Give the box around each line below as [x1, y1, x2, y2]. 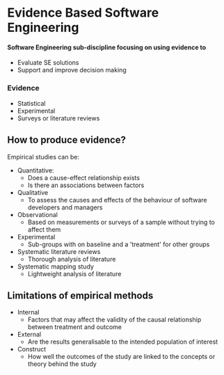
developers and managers [27, 203, 103, 212]
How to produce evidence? [7, 134, 127, 146]
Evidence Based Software [7, 5, 159, 21]
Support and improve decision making [17, 66, 127, 74]
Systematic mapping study [17, 262, 94, 271]
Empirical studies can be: [7, 152, 80, 161]
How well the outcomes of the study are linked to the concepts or [27, 353, 216, 361]
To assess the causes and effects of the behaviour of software [27, 196, 207, 204]
